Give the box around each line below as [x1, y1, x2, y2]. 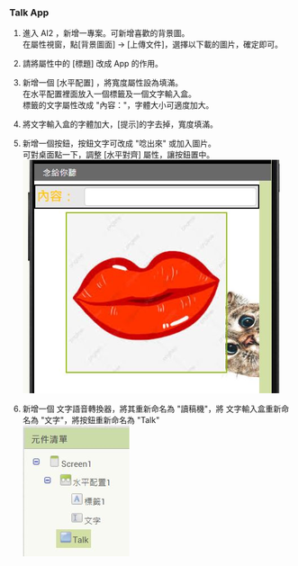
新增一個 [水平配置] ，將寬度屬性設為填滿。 [22, 77, 183, 88]
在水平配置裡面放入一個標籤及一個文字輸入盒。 [22, 88, 196, 100]
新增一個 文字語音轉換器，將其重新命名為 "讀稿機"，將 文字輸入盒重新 [22, 403, 282, 415]
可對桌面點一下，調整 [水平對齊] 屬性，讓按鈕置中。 [22, 149, 214, 160]
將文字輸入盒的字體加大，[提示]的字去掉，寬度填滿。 [22, 119, 219, 130]
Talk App [9, 6, 50, 19]
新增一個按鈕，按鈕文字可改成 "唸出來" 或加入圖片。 [22, 138, 216, 149]
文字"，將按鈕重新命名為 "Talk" [44, 415, 160, 426]
